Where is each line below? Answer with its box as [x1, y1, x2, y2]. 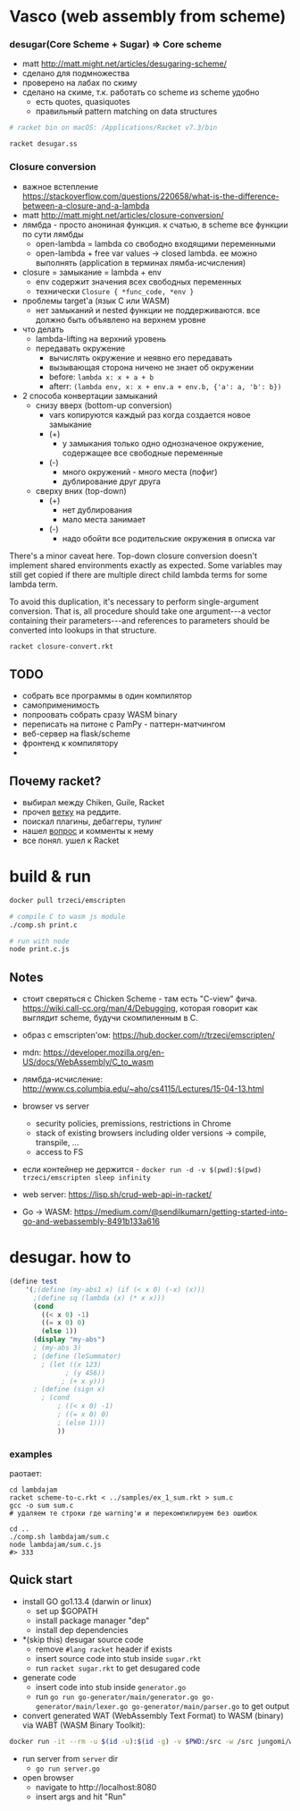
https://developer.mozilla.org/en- [43, 1047, 165, 1058]
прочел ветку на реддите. [21, 807, 122, 818]
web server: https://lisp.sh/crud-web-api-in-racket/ [21, 1189, 212, 1200]
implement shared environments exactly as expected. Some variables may [9, 559, 283, 570]
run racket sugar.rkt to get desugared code [35, 1662, 201, 1673]
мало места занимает [62, 514, 146, 524]
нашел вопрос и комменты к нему [21, 826, 154, 837]
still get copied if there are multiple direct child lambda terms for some [9, 569, 268, 580]
